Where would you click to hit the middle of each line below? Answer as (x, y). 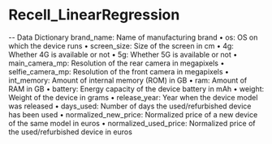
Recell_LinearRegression (94, 15)
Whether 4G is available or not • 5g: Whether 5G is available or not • (123, 54)
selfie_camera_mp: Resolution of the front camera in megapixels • (119, 71)
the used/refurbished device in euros (70, 132)
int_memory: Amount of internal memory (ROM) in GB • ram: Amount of (128, 80)
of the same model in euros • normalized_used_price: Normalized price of (132, 123)
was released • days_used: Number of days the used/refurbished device (130, 106)
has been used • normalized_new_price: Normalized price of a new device (133, 114)
